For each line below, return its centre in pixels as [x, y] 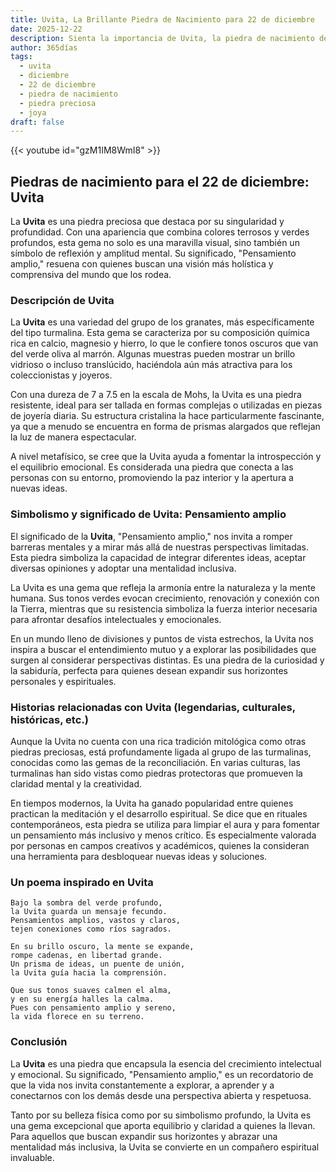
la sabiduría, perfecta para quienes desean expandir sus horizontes [149, 670]
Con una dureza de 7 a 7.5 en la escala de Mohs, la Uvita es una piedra [156, 395]
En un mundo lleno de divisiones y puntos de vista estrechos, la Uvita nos [162, 638]
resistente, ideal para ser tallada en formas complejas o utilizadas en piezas [166, 405]
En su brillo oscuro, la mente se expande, [102, 947]
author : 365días [44, 47]
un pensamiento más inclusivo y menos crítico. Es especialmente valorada [163, 835]
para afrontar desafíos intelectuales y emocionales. [116, 619]
